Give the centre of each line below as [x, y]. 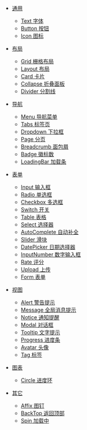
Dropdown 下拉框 [42, 132]
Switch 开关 [35, 210]
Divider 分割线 [38, 91]
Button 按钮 [35, 28]
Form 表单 [33, 277]
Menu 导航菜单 [39, 117]
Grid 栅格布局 [37, 61]
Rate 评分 [32, 262]
